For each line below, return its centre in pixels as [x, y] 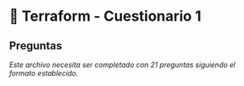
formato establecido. [44, 73]
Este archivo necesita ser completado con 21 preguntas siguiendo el [122, 64]
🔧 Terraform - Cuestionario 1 [105, 16]
